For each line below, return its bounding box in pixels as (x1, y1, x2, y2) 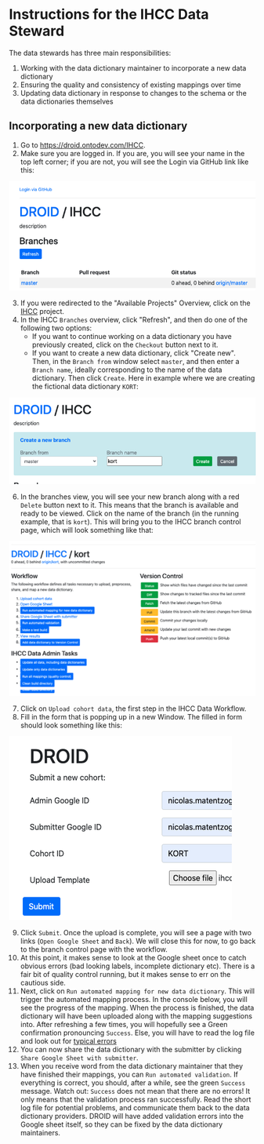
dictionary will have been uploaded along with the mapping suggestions (20, 1011, 253, 1021)
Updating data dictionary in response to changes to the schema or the (20, 88, 248, 97)
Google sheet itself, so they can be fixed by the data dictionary (20, 1120, 223, 1129)
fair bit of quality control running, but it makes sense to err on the (20, 969, 231, 978)
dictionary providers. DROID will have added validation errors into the (20, 1111, 244, 1120)
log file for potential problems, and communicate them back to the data (20, 1102, 250, 1112)
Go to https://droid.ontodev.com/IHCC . (20, 140, 146, 150)
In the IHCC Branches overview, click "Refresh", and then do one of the (20, 315, 248, 325)
